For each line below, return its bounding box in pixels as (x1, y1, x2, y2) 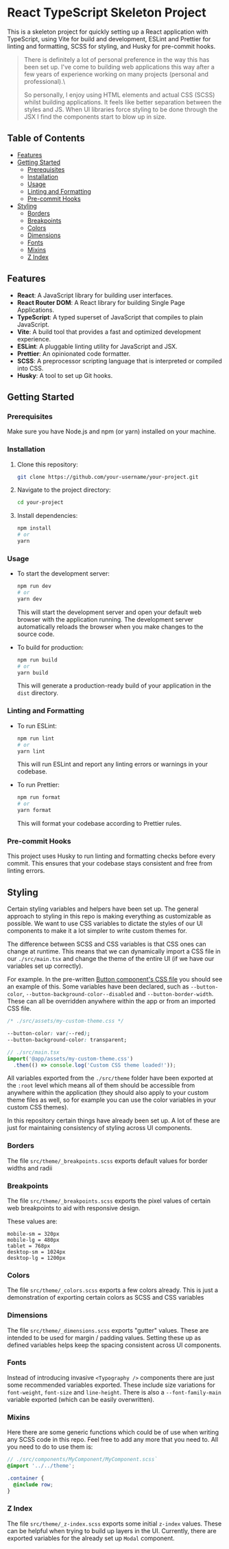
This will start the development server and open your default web (16, 608, 202, 616)
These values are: (7, 1217, 58, 1225)
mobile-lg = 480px (7, 1236, 60, 1243)
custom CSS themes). (7, 1103, 69, 1111)
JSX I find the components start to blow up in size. (23, 112, 167, 121)
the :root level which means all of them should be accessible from (7, 1081, 195, 1089)
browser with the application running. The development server (16, 615, 194, 623)
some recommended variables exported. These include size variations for (7, 1381, 215, 1389)
